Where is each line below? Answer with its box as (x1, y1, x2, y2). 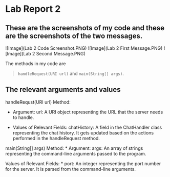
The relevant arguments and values (5, 85, 121, 94)
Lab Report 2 (5, 3, 61, 15)
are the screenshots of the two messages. (5, 31, 143, 40)
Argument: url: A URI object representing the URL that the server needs (12, 109, 163, 115)
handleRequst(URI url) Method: (5, 99, 71, 105)
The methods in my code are (5, 61, 66, 67)
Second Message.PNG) (36, 51, 86, 56)
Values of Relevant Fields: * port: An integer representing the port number (5, 160, 161, 167)
